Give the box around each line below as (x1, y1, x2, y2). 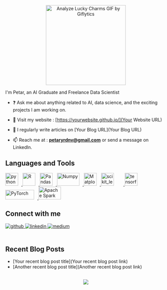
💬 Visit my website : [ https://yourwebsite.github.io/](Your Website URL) (12, 117, 162, 123)
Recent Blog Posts (5, 245, 65, 254)
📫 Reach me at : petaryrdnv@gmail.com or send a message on (12, 137, 149, 143)
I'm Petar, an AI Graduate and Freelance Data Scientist (5, 90, 120, 95)
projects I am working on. (12, 107, 66, 113)
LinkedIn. (12, 144, 32, 150)
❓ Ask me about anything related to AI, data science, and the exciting (12, 100, 158, 105)
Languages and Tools (5, 159, 75, 168)
